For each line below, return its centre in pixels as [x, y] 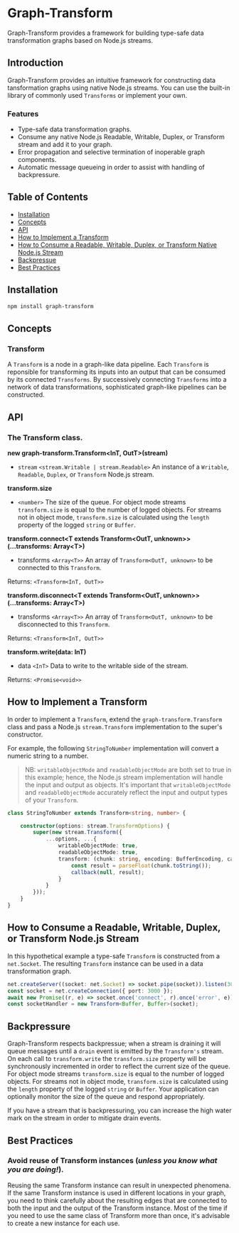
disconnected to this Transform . [64, 624]
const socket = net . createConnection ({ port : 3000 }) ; [90, 991]
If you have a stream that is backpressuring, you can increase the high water [119, 1110]
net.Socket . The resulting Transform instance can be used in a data [106, 963]
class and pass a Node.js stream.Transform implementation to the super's [115, 726]
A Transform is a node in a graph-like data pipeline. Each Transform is [108, 365]
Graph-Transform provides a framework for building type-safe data [106, 33]
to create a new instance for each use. [64, 1223]
